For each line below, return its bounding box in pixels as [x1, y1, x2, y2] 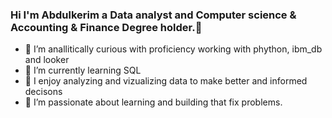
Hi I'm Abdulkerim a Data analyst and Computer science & [10, 8, 297, 22]
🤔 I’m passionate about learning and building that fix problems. [24, 96, 283, 108]
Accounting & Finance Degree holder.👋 [10, 20, 203, 34]
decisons [24, 86, 63, 98]
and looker [24, 54, 70, 66]
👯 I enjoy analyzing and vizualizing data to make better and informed [24, 75, 308, 87]
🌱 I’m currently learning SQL [24, 64, 142, 77]
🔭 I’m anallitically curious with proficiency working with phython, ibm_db [24, 43, 323, 55]
